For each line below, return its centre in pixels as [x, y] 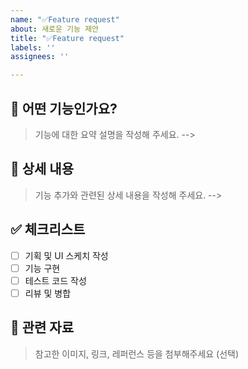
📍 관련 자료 [42, 327]
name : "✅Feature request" [65, 19]
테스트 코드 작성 [55, 280]
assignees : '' [40, 57]
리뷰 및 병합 [48, 293]
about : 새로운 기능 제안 [55, 29]
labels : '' [33, 47]
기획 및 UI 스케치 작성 [66, 255]
